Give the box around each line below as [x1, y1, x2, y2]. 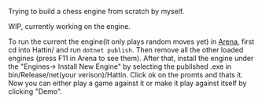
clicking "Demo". [8, 87, 63, 96]
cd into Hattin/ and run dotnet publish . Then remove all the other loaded [8, 45, 244, 54]
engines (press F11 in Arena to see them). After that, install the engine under [8, 54, 254, 63]
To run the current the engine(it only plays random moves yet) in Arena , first [8, 37, 255, 46]
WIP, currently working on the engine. [8, 22, 131, 30]
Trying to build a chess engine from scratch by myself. [8, 7, 185, 16]
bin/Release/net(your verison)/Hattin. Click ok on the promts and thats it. [8, 70, 244, 79]
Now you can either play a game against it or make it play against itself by [8, 78, 247, 88]
